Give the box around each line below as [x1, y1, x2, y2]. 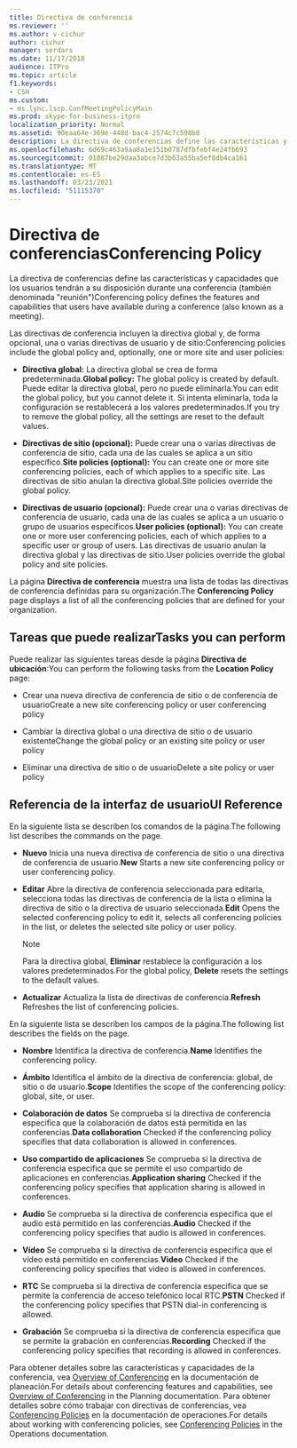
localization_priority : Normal [9, 121, 125, 130]
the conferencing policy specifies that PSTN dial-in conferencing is [21, 1299, 268, 1310]
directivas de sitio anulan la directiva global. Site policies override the [21, 475, 273, 486]
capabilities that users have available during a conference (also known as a [9, 301, 284, 312]
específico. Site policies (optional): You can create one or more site [21, 457, 270, 467]
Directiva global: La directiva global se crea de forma [21, 363, 218, 374]
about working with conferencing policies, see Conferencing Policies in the [9, 1419, 283, 1429]
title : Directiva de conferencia [9, 12, 133, 22]
